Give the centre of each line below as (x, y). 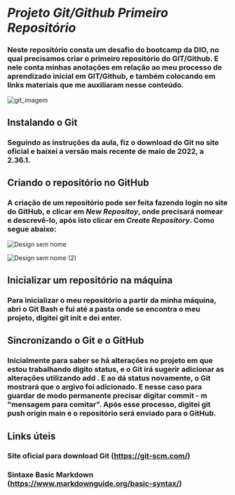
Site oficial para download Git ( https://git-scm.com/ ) (99, 456)
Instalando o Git (42, 122)
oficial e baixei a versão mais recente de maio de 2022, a (106, 151)
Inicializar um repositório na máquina (90, 280)
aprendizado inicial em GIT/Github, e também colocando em (112, 77)
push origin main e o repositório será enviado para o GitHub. (112, 413)
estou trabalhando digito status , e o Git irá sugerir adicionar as (116, 369)
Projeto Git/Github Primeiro (88, 13)
